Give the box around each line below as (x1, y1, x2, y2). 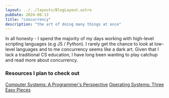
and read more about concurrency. (5, 57, 78, 63)
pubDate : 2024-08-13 (5, 12, 49, 17)
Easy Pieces (5, 87, 31, 93)
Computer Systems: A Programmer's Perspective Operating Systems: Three (5, 81, 164, 87)
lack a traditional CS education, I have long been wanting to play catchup (5, 52, 158, 58)
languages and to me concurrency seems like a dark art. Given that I (16, 46, 159, 52)
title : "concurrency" (5, 17, 51, 22)
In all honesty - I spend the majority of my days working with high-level (5, 36, 154, 42)
